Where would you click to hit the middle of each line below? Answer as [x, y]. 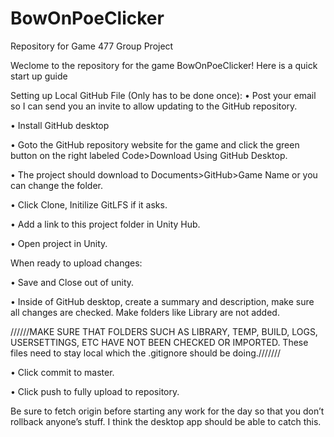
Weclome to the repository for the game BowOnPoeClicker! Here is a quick [164, 65]
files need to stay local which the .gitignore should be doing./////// [146, 353]
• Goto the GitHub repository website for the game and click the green [155, 144]
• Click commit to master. [62, 372]
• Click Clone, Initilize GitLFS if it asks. [89, 204]
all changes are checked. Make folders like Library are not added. [145, 312]
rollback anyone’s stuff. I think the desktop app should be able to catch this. [166, 421]
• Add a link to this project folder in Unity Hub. [105, 224]
